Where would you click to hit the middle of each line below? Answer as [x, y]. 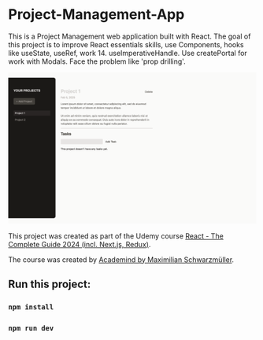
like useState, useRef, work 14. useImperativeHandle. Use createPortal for [128, 53]
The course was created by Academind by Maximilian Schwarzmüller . [121, 259]
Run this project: [50, 284]
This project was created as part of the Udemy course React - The [116, 236]
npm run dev [31, 328]
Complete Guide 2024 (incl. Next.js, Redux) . [80, 244]
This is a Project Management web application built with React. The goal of [130, 36]
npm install [31, 307]
